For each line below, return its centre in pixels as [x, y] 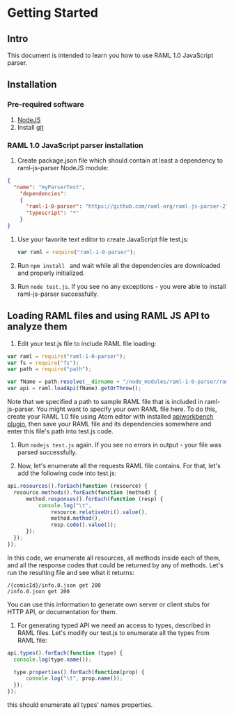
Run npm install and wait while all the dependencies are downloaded [119, 265]
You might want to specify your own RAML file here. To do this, [126, 409]
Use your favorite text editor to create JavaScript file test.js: [103, 239]
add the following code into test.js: [67, 473]
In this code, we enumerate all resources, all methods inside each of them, [114, 558]
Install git [30, 127]
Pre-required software [46, 105]
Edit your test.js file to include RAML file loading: [87, 343]
